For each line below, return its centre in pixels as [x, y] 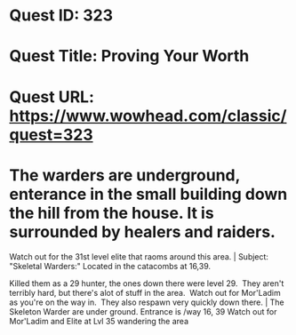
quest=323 [51, 135]
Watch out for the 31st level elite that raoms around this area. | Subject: [139, 256]
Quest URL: [52, 96]
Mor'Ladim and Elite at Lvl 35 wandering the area [99, 321]
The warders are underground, [124, 175]
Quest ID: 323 [61, 16]
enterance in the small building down [148, 194]
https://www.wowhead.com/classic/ [148, 116]
